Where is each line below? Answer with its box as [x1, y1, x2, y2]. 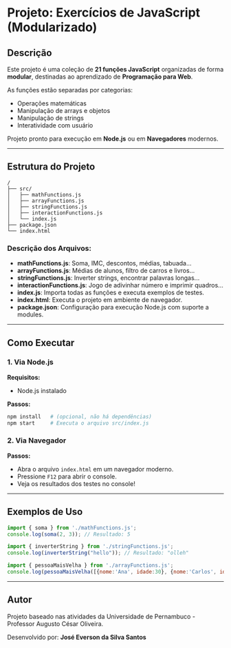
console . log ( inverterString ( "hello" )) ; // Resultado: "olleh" [7, 549, 189, 556]
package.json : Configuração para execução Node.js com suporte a [16, 303, 210, 312]
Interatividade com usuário [16, 121, 93, 129]
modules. [16, 310, 44, 318]
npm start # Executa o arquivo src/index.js [7, 419, 149, 427]
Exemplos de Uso [7, 506, 83, 518]
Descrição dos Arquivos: [7, 243, 91, 253]
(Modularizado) [7, 19, 98, 35]
